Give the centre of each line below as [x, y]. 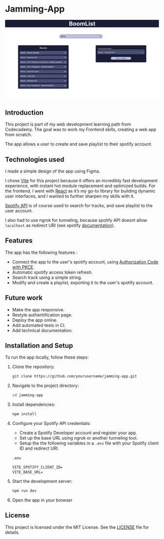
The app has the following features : [41, 252]
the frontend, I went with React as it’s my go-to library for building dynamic [80, 191]
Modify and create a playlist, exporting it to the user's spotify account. [83, 282]
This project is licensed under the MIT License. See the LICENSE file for [77, 527]
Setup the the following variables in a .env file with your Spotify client [89, 443]
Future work [24, 298]
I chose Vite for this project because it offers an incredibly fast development [81, 180]
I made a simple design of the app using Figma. [53, 171]
